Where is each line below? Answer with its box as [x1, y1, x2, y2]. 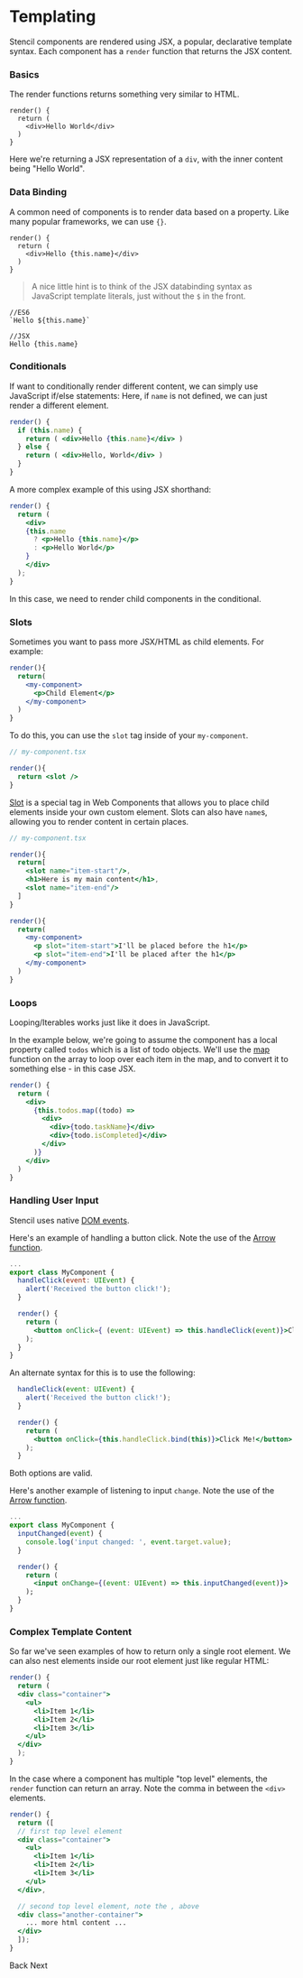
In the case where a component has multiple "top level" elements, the [9, 1773, 268, 1784]
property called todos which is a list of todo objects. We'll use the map [9, 1044, 271, 1055]
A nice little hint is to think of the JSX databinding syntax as [31, 281, 252, 291]
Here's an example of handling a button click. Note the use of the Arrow [9, 1232, 277, 1243]
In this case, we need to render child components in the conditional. [9, 593, 262, 604]
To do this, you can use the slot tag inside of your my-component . [9, 730, 249, 741]
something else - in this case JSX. [9, 1063, 136, 1074]
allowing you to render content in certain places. [9, 816, 189, 827]
